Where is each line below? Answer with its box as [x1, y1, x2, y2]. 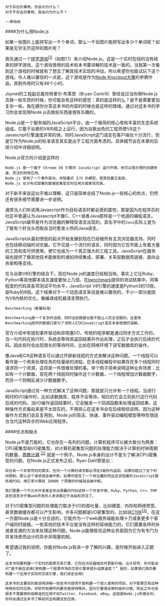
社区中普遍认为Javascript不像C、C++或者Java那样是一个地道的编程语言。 [5, 213, 156, 219]
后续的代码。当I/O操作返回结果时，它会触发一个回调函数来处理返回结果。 [5, 400, 153, 406]
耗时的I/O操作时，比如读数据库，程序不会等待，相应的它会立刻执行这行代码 [5, 393, 158, 399]
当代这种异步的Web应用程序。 [9, 418, 70, 424]
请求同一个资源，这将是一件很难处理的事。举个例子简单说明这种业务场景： [5, 365, 156, 371]
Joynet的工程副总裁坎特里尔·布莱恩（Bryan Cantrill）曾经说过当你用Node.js [5, 90, 158, 97]
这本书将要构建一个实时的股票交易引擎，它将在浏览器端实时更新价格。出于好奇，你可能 [5, 561, 155, 566]
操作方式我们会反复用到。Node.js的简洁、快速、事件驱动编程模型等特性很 [5, 412, 154, 418]
